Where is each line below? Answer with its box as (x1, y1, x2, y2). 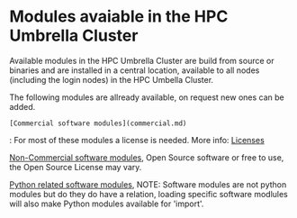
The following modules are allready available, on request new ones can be (9, 92, 285, 103)
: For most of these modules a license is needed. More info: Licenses (9, 134, 265, 145)
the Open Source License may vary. (9, 161, 142, 172)
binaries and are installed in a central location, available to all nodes (9, 65, 260, 76)
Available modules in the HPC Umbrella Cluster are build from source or (9, 55, 274, 66)
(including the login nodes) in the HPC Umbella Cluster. (9, 74, 214, 85)
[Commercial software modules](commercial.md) (9, 119, 187, 128)
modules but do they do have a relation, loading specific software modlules (9, 188, 288, 199)
